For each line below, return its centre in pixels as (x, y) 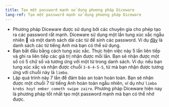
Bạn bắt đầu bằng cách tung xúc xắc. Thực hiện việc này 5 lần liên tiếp (86, 51)
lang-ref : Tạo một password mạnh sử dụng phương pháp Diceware (73, 15)
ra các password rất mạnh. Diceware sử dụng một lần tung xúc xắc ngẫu (88, 34)
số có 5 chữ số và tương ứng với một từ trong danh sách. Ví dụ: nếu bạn (87, 61)
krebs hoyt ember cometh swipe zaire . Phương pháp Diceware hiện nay (87, 88)
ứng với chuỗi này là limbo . (40, 72)
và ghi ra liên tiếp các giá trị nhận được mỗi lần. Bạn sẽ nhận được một (86, 56)
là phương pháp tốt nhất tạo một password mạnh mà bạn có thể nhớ (83, 94)
